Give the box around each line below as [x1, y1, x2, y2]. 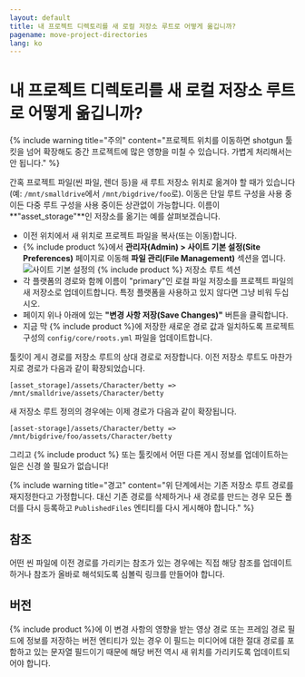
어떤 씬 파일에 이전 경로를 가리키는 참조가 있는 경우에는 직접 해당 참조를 [9, 557, 261, 568]
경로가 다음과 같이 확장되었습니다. [25, 363, 145, 374]
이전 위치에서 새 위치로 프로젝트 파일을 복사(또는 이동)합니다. [22, 231, 238, 241]
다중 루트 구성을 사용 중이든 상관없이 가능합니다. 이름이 [25, 200, 221, 211]
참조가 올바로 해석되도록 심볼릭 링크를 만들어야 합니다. [33, 569, 225, 579]
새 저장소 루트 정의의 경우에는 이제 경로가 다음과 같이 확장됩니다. [9, 406, 238, 417]
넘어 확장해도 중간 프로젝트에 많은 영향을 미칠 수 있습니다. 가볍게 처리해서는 [25, 146, 293, 157]
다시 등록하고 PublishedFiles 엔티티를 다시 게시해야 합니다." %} [25, 503, 255, 514]
